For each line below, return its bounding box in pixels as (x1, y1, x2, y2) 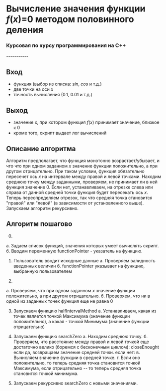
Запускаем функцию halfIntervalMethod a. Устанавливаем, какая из (13, 308, 157, 314)
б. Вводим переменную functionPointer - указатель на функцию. (6, 248, 143, 254)
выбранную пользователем (13, 268, 72, 274)
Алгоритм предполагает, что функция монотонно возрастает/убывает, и (6, 158, 160, 164)
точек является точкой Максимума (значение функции (13, 313, 130, 319)
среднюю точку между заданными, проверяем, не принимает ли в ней (6, 179, 158, 185)
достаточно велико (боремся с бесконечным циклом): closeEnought (13, 344, 159, 350)
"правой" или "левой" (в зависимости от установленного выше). (6, 200, 144, 206)
